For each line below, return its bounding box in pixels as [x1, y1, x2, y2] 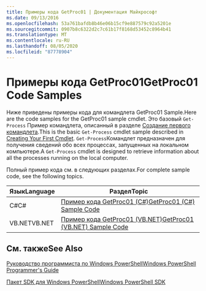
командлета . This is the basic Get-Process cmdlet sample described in [6, 128, 184, 135]
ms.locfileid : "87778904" [6, 49, 72, 55]
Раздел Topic [109, 187, 148, 195]
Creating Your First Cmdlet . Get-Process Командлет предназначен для [6, 134, 186, 142]
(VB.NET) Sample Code [61, 222, 129, 231]
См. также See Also [6, 243, 83, 254]
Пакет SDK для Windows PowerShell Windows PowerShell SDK [6, 278, 166, 285]
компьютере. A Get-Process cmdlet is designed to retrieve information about [6, 148, 199, 155]
